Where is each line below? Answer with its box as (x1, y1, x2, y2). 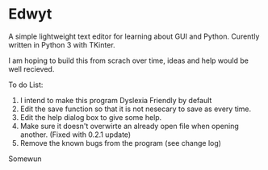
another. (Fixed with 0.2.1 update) (19, 130, 132, 139)
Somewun (8, 154, 42, 164)
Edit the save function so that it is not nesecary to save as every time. (19, 104, 252, 114)
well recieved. (8, 64, 55, 73)
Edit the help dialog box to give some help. (19, 112, 162, 122)
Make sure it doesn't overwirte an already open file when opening (19, 121, 240, 131)
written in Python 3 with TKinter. (8, 39, 115, 49)
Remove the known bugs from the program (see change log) (19, 138, 222, 147)
